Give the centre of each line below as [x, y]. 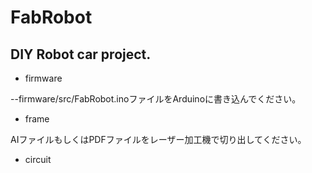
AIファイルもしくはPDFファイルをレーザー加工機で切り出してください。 [158, 139]
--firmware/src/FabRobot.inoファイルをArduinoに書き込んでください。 [156, 99]
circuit [38, 159]
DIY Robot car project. [81, 54]
